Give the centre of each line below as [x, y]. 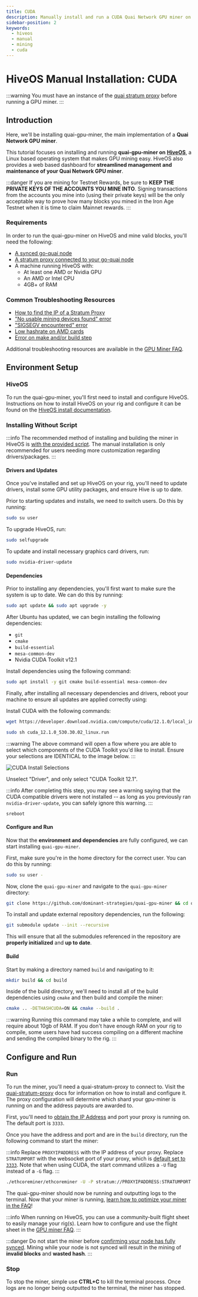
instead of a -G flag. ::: [33, 1171]
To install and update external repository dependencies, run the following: [96, 914]
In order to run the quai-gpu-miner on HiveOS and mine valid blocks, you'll [97, 235]
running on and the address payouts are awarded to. [70, 1105]
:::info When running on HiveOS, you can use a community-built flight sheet [98, 1217]
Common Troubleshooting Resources [61, 299]
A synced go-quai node [43, 253]
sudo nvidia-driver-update [39, 562]
